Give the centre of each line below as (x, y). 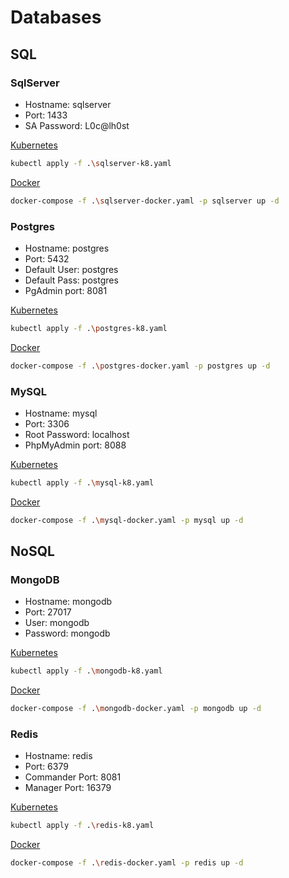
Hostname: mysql (61, 413)
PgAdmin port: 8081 (66, 290)
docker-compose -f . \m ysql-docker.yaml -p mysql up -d (127, 520)
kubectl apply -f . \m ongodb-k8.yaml (86, 671)
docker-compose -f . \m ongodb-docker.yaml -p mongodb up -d (136, 709)
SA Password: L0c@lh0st (77, 125)
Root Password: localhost (77, 434)
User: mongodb (57, 623)
